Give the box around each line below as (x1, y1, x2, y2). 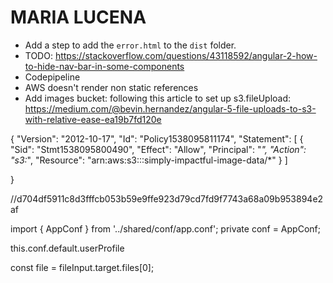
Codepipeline (24, 71, 81, 83)
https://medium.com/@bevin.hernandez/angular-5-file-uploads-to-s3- (24, 102, 317, 115)
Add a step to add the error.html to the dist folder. (24, 39, 237, 51)
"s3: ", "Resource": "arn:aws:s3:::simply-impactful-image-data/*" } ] (10, 154, 288, 166)
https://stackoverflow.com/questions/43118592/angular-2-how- (54, 49, 318, 61)
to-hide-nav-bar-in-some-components (24, 60, 185, 72)
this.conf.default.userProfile (10, 242, 125, 254)
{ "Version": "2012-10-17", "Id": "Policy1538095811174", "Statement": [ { (10, 132, 304, 145)
